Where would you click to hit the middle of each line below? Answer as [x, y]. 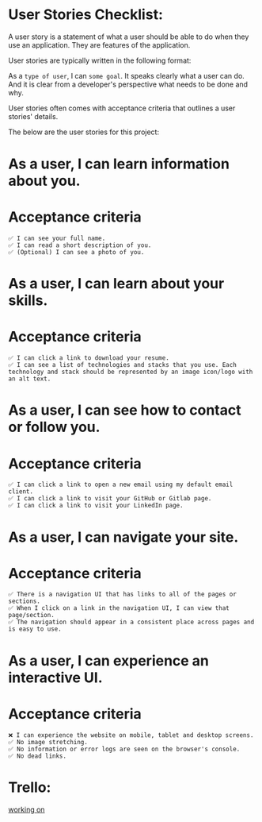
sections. [25, 601]
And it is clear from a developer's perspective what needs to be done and [128, 84]
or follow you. [54, 427]
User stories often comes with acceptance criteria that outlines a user [122, 108]
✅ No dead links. [38, 756]
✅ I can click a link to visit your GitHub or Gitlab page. [110, 499]
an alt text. [30, 379]
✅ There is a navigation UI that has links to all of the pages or [123, 594]
